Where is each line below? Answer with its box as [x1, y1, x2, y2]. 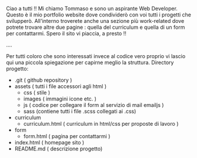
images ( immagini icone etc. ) [23, 95, 97, 102]
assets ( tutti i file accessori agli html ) [14, 83, 107, 90]
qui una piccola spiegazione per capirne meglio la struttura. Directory [6, 59, 174, 66]
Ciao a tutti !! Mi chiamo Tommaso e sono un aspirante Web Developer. [6, 5, 178, 12]
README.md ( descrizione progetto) [14, 145, 103, 152]
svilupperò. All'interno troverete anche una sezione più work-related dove [6, 18, 185, 24]
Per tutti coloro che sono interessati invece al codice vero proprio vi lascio [6, 53, 186, 59]
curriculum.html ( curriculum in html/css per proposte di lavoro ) [23, 120, 179, 127]
